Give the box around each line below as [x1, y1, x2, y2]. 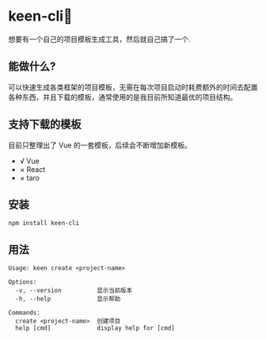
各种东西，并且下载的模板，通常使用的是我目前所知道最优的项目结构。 [8, 92, 237, 101]
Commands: [8, 309, 41, 317]
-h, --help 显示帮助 [15, 295, 121, 304]
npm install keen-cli [8, 220, 80, 227]
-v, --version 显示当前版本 [15, 287, 133, 295]
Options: [8, 278, 37, 286]
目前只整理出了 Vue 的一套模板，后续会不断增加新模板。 [8, 140, 192, 150]
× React [19, 164, 46, 174]
